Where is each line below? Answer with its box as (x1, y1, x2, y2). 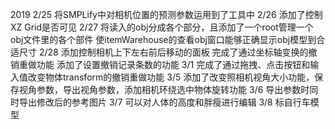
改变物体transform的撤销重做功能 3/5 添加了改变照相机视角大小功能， (27, 71, 315, 83)
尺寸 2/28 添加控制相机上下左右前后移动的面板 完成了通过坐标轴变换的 (18, 46, 309, 58)
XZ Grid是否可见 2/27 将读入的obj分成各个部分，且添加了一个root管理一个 (10, 21, 314, 33)
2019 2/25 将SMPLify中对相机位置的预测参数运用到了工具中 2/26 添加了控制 (10, 9, 323, 20)
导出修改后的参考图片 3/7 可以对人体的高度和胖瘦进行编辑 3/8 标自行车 (18, 96, 311, 108)
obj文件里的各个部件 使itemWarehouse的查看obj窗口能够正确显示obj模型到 (10, 34, 317, 45)
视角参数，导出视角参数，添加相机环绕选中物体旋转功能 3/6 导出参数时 (18, 84, 310, 95)
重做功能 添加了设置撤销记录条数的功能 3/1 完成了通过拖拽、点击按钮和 (18, 59, 311, 70)
